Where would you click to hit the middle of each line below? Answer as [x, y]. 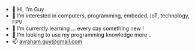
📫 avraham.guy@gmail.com [47, 41]
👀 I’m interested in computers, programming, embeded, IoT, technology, [101, 16]
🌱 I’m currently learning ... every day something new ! [78, 28]
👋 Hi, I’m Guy [28, 9]
